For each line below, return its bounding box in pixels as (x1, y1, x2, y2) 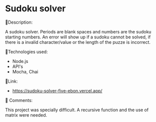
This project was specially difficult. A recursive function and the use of (5, 107, 149, 113)
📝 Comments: (5, 97, 33, 103)
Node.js (12, 58, 29, 64)
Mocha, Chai (12, 68, 39, 74)
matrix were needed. (5, 112, 47, 118)
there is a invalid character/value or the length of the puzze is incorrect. (5, 39, 151, 45)
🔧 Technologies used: (5, 49, 48, 55)
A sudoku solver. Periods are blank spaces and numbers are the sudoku (5, 29, 152, 34)
